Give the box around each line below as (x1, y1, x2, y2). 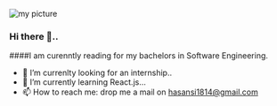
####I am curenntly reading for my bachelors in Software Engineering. (9, 50, 269, 61)
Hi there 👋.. (9, 30, 60, 42)
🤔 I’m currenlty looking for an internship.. (21, 67, 172, 79)
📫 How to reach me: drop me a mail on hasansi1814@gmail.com (21, 87, 258, 97)
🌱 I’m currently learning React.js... (21, 77, 147, 87)
